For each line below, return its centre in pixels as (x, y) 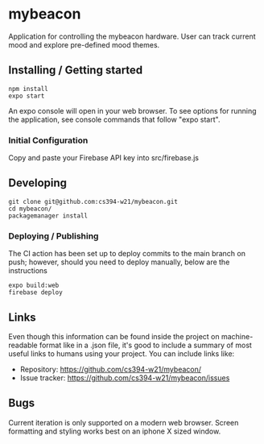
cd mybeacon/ (30, 209)
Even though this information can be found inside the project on (114, 336)
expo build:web (34, 286)
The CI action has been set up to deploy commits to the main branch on (127, 254)
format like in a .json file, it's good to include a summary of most (145, 345)
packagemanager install (48, 216)
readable (23, 345)
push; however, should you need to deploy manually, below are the (119, 262)
